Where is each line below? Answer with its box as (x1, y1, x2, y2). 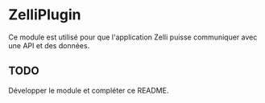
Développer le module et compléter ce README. (8, 85, 169, 95)
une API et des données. (8, 40, 90, 50)
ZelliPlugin (8, 6, 81, 24)
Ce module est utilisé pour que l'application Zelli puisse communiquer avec (8, 32, 258, 42)
